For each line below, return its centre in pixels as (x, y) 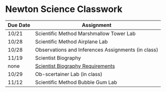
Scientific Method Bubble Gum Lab (76, 82)
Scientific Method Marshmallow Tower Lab (85, 33)
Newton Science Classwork (64, 9)
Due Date (19, 25)
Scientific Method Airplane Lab (71, 41)
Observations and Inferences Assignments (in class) (97, 49)
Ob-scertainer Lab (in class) (69, 74)
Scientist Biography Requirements (75, 66)
